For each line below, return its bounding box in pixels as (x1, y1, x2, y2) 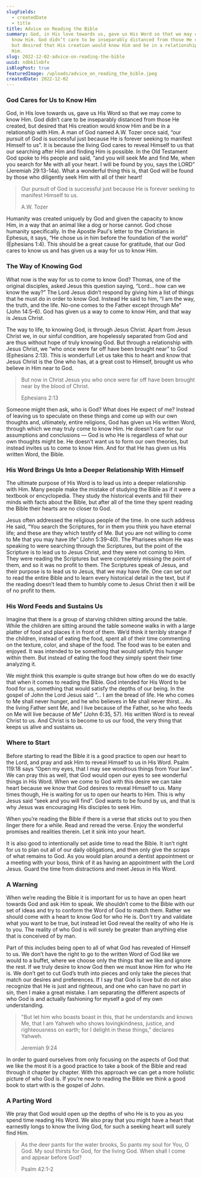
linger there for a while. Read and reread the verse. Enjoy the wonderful (6, 821, 183, 829)
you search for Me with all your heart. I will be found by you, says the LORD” (6, 161, 195, 168)
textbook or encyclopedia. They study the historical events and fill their (6, 492, 182, 500)
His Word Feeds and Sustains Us (6, 602, 103, 610)
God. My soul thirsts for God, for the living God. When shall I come (20, 1147, 186, 1155)
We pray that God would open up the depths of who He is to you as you (6, 1110, 183, 1118)
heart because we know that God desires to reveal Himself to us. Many (6, 784, 182, 791)
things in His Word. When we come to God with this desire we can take (6, 778, 182, 785)
